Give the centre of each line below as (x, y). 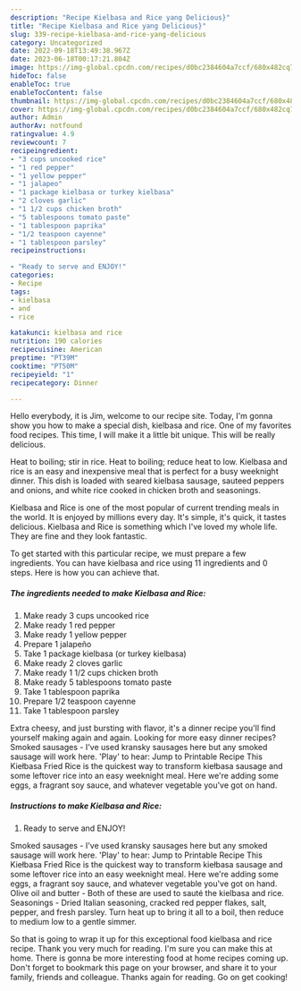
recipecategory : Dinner (54, 383)
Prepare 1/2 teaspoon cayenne (79, 701)
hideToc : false (38, 76)
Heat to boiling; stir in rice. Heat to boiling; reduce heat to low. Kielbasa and (149, 462)
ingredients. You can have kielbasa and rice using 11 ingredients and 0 (139, 563)
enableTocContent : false (56, 92)
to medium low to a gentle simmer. (74, 922)
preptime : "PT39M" (44, 358)
